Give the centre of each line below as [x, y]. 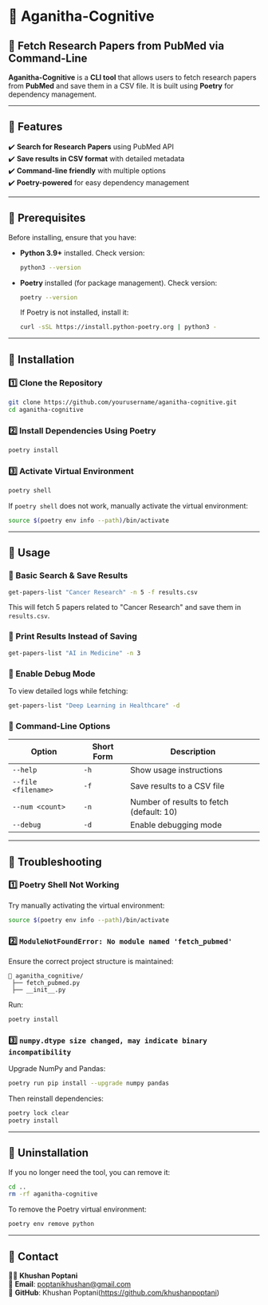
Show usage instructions [177, 770]
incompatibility [40, 1052]
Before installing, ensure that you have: [73, 237]
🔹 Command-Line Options [59, 726]
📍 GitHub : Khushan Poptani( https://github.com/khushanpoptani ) [114, 1293]
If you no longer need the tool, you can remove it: [89, 1172]
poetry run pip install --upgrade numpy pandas [89, 1084]
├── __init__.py [39, 990]
